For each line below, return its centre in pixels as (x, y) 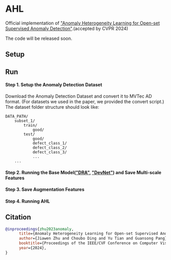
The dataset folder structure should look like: (52, 107)
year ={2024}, (33, 248)
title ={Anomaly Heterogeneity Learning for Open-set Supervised (88, 234)
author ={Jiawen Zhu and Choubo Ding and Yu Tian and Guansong (86, 239)
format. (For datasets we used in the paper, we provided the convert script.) (85, 101)
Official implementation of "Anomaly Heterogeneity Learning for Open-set (83, 23)
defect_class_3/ (50, 152)
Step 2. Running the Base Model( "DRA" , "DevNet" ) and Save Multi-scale (83, 172)
